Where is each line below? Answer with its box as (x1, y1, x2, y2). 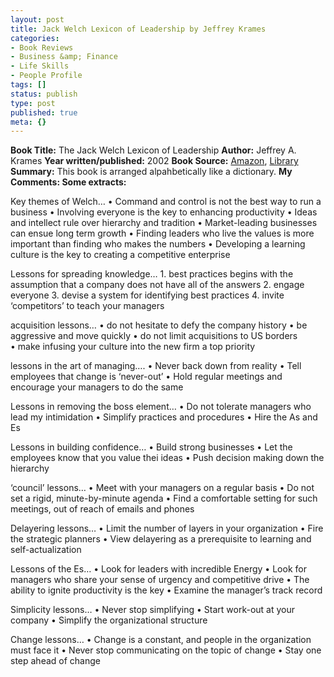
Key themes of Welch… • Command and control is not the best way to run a (10, 196, 322, 208)
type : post (10, 98, 56, 108)
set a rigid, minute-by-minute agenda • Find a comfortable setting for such (10, 492, 318, 505)
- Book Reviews (10, 42, 74, 53)
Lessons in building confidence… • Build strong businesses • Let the (10, 441, 293, 453)
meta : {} (10, 117, 47, 127)
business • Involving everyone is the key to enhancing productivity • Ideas (10, 206, 318, 218)
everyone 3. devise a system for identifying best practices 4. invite (10, 289, 285, 301)
